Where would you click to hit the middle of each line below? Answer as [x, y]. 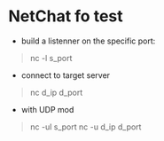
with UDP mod [47, 109]
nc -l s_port [51, 58]
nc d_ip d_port [56, 92]
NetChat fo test [66, 16]
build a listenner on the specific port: [88, 41]
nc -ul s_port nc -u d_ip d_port [86, 127]
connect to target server [66, 75]
